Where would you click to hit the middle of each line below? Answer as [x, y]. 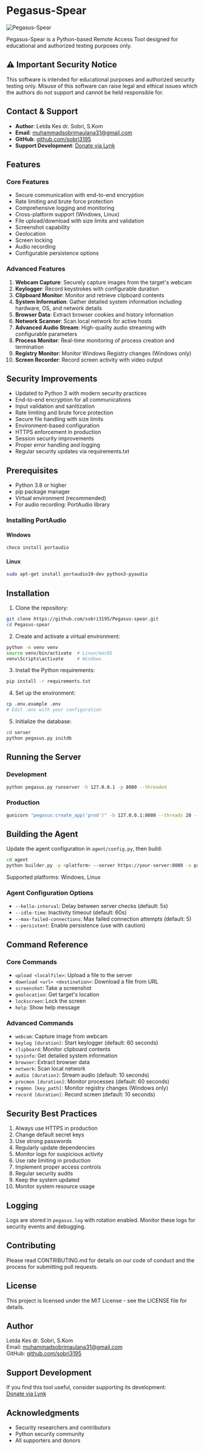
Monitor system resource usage [55, 1186]
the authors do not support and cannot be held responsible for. [85, 92]
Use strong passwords [43, 1141]
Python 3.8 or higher [41, 485]
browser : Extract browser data [52, 1062]
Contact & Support [42, 112]
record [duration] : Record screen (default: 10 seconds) [85, 1094]
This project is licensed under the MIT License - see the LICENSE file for [97, 1301]
